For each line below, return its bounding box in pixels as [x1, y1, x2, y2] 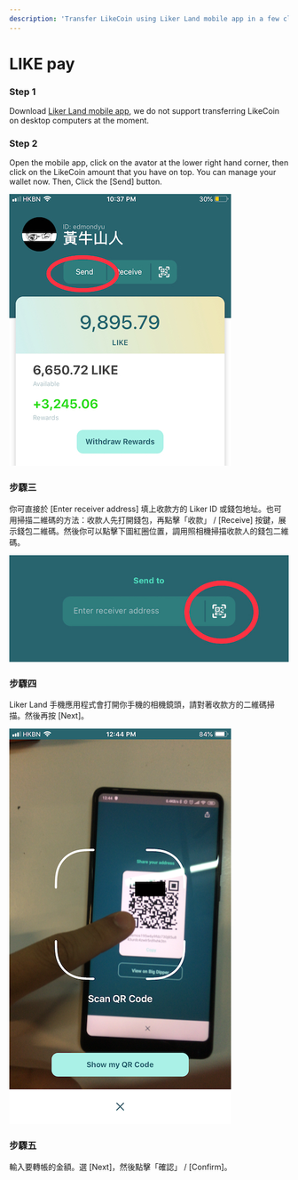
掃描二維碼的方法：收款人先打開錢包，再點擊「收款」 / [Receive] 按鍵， [16, 514, 279, 525]
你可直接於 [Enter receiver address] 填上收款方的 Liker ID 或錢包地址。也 [9, 503, 275, 514]
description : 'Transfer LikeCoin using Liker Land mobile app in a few [9, 14, 279, 23]
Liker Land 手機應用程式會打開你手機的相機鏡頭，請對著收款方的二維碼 [9, 699, 268, 710]
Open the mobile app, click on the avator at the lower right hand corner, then [9, 157, 289, 168]
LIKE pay [9, 53, 75, 74]
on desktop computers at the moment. [9, 116, 149, 126]
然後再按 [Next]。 [24, 710, 90, 721]
